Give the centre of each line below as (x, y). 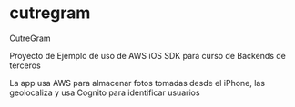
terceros (25, 65)
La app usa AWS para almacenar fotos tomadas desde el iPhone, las (137, 83)
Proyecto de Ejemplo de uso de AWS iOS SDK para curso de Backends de (148, 55)
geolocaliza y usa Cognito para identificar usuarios (105, 92)
